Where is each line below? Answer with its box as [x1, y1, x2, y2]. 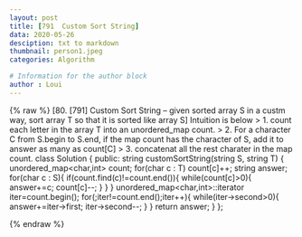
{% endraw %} [9, 218, 65, 229]
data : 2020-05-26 [9, 30, 75, 39]
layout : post [9, 13, 59, 23]
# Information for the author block [9, 71, 147, 81]
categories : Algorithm [9, 55, 95, 64]
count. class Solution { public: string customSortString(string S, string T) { [9, 153, 285, 164]
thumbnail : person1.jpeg [9, 47, 103, 56]
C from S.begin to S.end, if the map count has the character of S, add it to [9, 133, 284, 145]
